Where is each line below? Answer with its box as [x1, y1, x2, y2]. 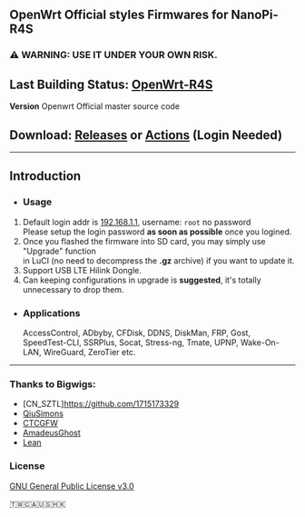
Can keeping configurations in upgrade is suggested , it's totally [22, 274, 261, 285]
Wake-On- [240, 336, 280, 348]
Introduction [9, 168, 82, 184]
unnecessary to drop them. [22, 283, 124, 294]
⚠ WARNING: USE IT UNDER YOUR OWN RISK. [9, 49, 218, 62]
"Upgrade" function [22, 245, 97, 256]
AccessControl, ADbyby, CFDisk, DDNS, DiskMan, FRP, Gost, [22, 327, 251, 338]
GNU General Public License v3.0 [9, 481, 134, 492]
